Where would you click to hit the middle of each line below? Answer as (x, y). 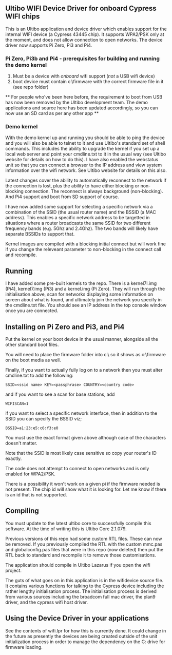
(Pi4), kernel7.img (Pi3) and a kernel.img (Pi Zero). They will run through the (85, 289)
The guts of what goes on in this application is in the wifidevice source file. (84, 580)
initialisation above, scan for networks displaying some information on (79, 294)
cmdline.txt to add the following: (39, 375)
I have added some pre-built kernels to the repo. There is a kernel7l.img (81, 283)
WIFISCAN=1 (17, 404)
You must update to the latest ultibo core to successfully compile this (78, 523)
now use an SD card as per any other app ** (52, 113)
